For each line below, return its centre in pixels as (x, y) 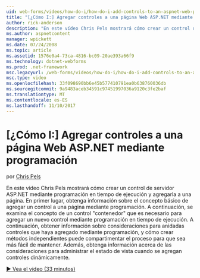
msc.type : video (26, 78)
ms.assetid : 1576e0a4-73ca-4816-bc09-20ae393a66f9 (70, 56)
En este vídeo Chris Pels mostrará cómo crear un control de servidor (90, 188)
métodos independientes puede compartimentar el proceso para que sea (96, 239)
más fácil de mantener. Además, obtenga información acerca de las (89, 245)
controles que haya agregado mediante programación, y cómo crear (90, 232)
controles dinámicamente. (38, 258)
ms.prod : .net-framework (37, 67)
